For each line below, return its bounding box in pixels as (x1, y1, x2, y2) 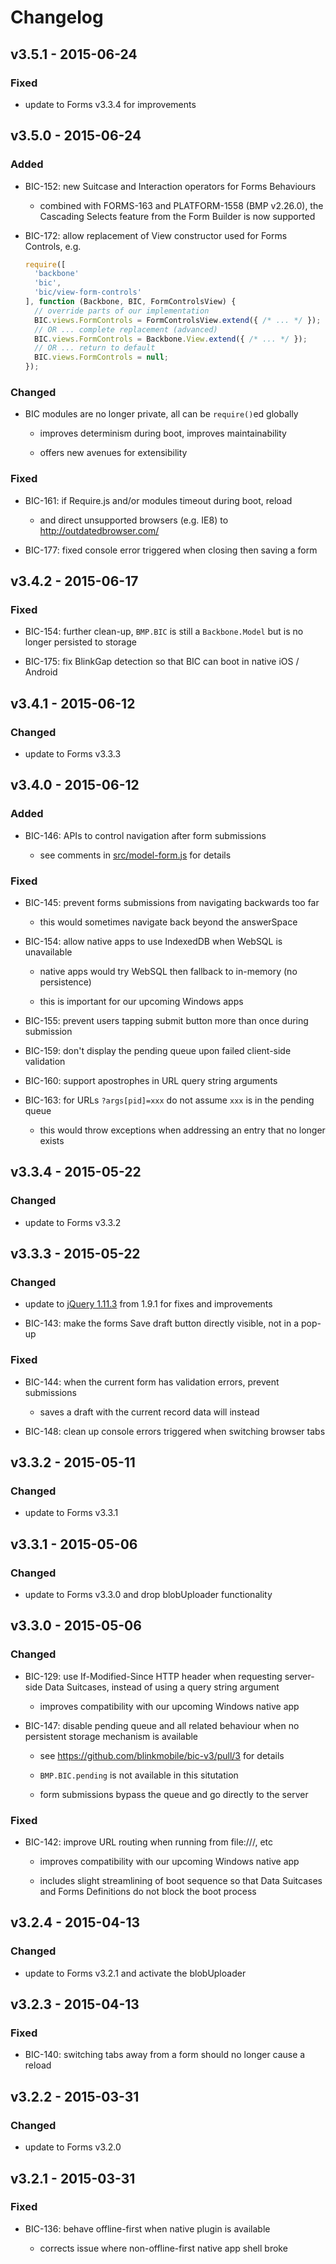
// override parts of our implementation (34, 306, 210, 316)
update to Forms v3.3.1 (24, 1507, 119, 1519)
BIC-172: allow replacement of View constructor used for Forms (24, 229, 288, 241)
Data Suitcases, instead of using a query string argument (44, 1681, 280, 1693)
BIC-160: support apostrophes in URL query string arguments (24, 1075, 278, 1087)
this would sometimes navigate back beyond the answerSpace (39, 916, 298, 928)
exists (39, 1135, 65, 1147)
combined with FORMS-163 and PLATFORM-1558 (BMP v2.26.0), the (39, 199, 324, 211)
